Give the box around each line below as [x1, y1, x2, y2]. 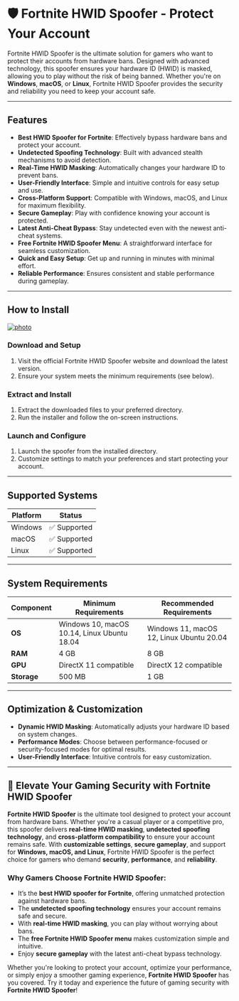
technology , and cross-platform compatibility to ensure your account [7, 833, 215, 841]
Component [11, 603, 52, 613]
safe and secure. [17, 911, 68, 920]
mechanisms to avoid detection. [17, 156, 112, 164]
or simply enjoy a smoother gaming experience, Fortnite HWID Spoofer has [7, 971, 230, 979]
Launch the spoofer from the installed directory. [17, 447, 158, 456]
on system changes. [17, 729, 78, 738]
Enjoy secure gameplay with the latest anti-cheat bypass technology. [17, 950, 222, 958]
